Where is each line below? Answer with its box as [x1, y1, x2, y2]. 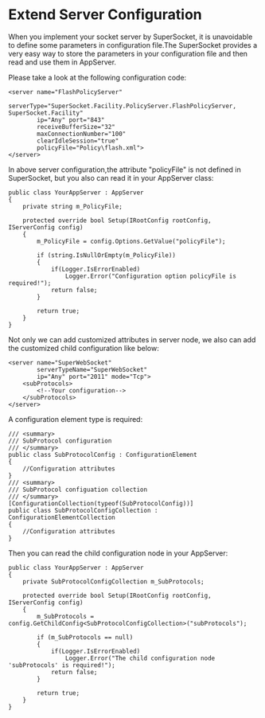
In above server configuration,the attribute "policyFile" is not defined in [8, 165, 241, 174]
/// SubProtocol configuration [8, 436, 112, 445]
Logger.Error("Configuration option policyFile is [64, 272, 237, 280]
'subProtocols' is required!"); [8, 661, 115, 669]
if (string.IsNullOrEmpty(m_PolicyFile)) [37, 251, 177, 259]
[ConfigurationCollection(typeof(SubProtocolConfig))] [8, 499, 194, 507]
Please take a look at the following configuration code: [8, 72, 187, 82]
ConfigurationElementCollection [8, 513, 115, 521]
